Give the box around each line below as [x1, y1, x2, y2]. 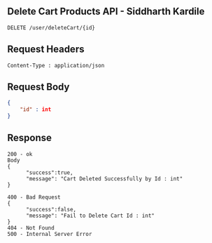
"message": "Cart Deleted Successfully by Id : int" [25, 175, 183, 182]
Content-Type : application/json [7, 62, 105, 69]
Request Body [7, 81, 70, 93]
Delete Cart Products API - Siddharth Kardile [7, 6, 205, 18]
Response [7, 132, 52, 144]
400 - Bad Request [7, 193, 61, 201]
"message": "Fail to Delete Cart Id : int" [25, 212, 155, 219]
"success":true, [25, 169, 73, 176]
